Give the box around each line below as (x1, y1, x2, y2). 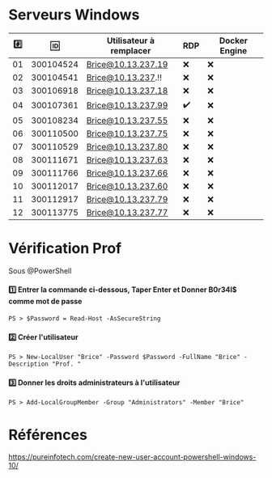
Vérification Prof (8, 239, 122, 258)
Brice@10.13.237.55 (86, 115, 168, 126)
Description (8, 360, 49, 369)
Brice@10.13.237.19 (86, 58, 168, 70)
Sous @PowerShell (8, 265, 72, 276)
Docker (219, 35, 249, 46)
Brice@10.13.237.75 (86, 128, 168, 139)
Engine (219, 44, 248, 56)
